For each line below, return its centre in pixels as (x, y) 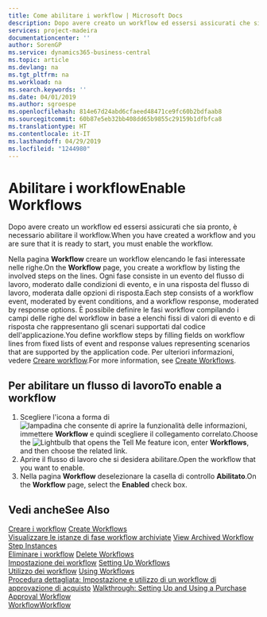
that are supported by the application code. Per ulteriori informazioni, (121, 352)
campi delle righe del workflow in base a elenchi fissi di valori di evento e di (132, 318)
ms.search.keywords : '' (48, 89)
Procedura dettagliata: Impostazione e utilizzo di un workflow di (112, 579)
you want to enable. (52, 468)
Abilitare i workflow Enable (97, 188)
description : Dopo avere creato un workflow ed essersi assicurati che (129, 23)
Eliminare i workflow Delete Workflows (71, 554)
